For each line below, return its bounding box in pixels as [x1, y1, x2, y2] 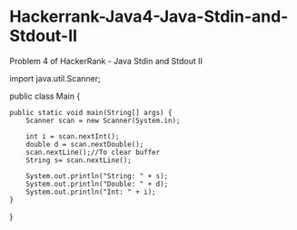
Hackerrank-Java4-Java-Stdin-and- [9, 6, 289, 27]
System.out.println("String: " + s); [25, 171, 169, 180]
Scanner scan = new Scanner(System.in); [25, 116, 181, 125]
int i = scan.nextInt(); [25, 131, 120, 141]
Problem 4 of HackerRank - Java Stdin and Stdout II [9, 55, 203, 66]
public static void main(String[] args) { [9, 108, 173, 117]
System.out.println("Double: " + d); [25, 179, 169, 188]
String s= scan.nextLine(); [25, 156, 132, 165]
